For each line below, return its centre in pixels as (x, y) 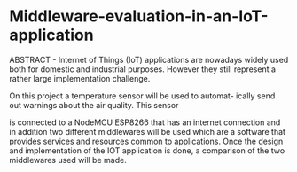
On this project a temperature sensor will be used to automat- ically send (142, 96)
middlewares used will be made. (68, 160)
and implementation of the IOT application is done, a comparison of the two (147, 150)
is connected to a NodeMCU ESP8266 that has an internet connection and (145, 122)
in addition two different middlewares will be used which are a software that (148, 131)
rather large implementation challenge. (80, 78)
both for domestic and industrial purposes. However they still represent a (143, 69)
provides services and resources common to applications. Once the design (146, 141)
